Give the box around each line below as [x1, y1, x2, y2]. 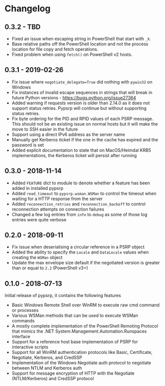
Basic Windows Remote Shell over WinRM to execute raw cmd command [11, 302, 160, 308]
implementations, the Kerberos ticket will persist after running [11, 152, 137, 158]
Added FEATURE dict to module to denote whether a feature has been [11, 180, 150, 186]
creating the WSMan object [11, 255, 63, 260]
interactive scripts [11, 344, 49, 350]
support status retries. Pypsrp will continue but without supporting [11, 105, 147, 111]
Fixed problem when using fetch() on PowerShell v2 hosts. [11, 51, 132, 57]
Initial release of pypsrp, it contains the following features [4, 293, 121, 299]
